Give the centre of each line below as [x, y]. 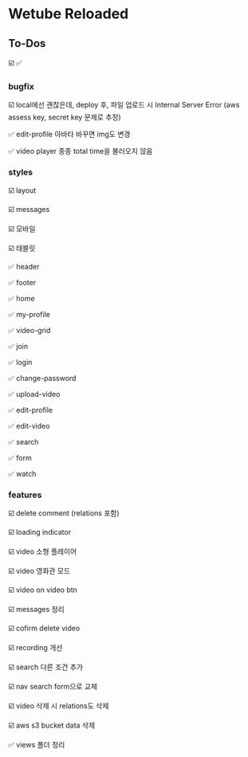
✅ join [18, 346]
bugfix [21, 86]
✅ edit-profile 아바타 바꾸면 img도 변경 [69, 134]
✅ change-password [42, 378]
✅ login [20, 362]
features [25, 495]
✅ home [22, 298]
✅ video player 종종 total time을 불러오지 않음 [81, 151]
